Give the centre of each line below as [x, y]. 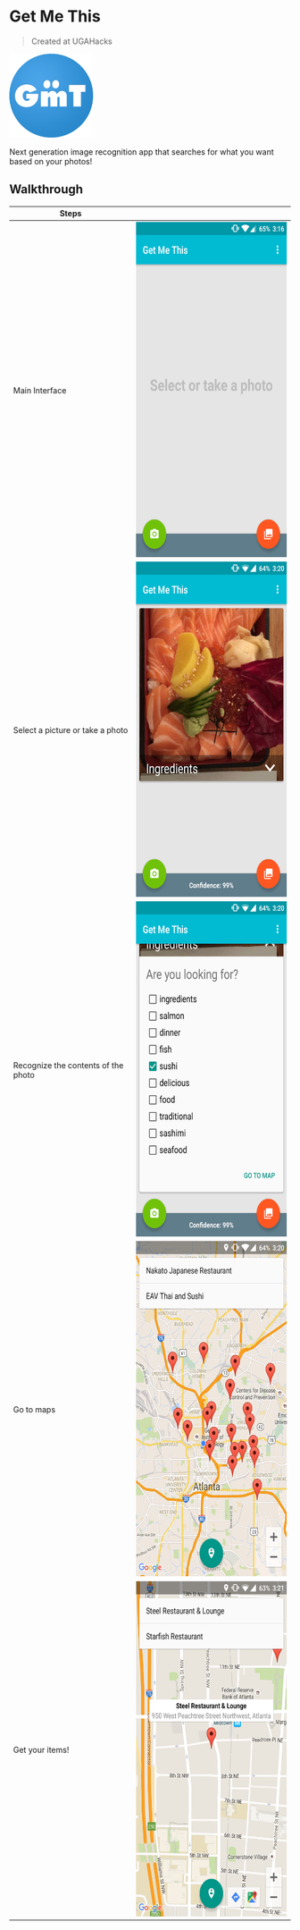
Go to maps [34, 1410]
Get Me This [55, 17]
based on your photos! [51, 161]
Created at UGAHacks [72, 41]
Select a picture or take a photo [71, 729]
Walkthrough [46, 190]
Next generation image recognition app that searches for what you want [142, 152]
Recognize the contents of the [68, 1065]
